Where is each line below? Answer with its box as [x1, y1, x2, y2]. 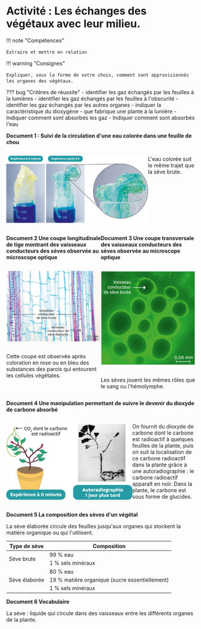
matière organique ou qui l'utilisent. [6, 529, 94, 537]
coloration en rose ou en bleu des [6, 359, 89, 367]
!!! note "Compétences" [6, 37, 65, 44]
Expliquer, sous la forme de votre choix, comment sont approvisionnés [6, 72, 189, 78]
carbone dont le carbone [132, 429, 194, 436]
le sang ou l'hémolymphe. [101, 383, 165, 390]
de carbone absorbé [6, 406, 58, 414]
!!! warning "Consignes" [6, 59, 65, 67]
